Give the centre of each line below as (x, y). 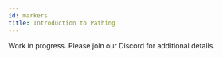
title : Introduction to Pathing (62, 23)
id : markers (28, 15)
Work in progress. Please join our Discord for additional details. (111, 45)
